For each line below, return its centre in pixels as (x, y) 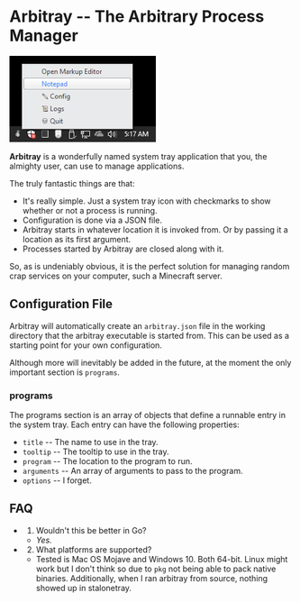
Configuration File (61, 304)
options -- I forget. (57, 480)
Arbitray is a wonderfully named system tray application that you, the (138, 156)
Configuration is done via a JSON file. (92, 220)
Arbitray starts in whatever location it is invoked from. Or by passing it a (155, 229)
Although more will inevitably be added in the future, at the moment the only (150, 362)
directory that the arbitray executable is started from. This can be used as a (150, 335)
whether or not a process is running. (90, 210)
